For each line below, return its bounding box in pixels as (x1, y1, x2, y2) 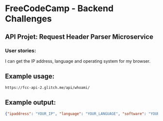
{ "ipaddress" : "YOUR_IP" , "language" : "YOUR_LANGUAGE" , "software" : (5, 111, 147, 116)
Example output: (5, 98, 56, 107)
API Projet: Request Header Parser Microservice (5, 33, 154, 41)
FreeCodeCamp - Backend (5, 3, 114, 14)
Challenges (5, 13, 52, 24)
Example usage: (5, 72, 55, 81)
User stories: (5, 47, 36, 54)
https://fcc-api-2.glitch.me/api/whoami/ (5, 85, 90, 90)
